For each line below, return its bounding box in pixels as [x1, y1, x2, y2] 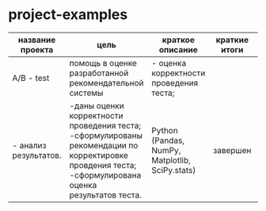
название [17, 34, 56, 45]
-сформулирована [69, 169, 142, 180]
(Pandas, [151, 135, 184, 146]
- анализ [12, 140, 47, 151]
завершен [212, 144, 252, 155]
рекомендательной [69, 77, 144, 88]
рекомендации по [69, 140, 139, 151]
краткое [161, 34, 196, 45]
